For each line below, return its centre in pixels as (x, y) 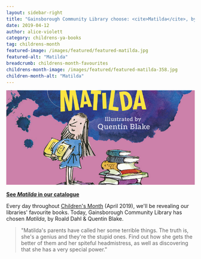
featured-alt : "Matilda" (37, 57)
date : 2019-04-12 (28, 25)
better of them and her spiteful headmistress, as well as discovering (104, 243)
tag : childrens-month (33, 44)
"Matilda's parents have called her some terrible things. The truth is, (105, 230)
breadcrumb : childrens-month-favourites (57, 63)
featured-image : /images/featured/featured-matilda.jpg (77, 51)
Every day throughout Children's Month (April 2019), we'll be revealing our (98, 206)
